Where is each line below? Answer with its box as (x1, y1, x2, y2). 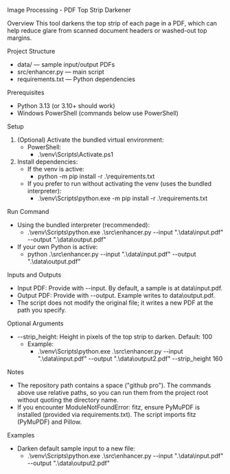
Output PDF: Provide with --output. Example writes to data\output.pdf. (16, 292, 215, 299)
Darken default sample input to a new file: (16, 444, 135, 453)
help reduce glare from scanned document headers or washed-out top (7, 27, 207, 34)
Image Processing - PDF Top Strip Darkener (7, 6, 132, 14)
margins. (7, 34, 32, 42)
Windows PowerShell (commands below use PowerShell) (16, 109, 179, 117)
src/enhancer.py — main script (16, 68, 104, 76)
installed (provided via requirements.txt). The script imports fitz (16, 411, 197, 418)
